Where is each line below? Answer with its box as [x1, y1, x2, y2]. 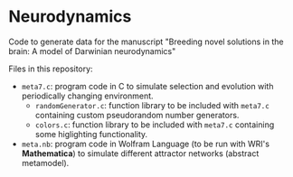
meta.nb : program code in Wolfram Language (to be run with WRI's [21, 138, 270, 149]
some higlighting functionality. [34, 128, 148, 139]
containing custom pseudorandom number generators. [34, 109, 240, 120]
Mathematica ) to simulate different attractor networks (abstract [21, 147, 260, 159]
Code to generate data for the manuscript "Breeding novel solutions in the [8, 36, 284, 47]
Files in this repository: [8, 63, 93, 74]
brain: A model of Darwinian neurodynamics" [8, 45, 176, 56]
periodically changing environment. [21, 90, 155, 101]
